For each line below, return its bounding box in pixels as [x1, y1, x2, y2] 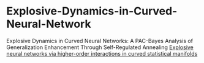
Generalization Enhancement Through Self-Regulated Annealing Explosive [6, 44, 194, 51]
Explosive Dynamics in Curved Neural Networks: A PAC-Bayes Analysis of [6, 37, 193, 44]
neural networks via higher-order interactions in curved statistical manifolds [6, 50, 198, 57]
